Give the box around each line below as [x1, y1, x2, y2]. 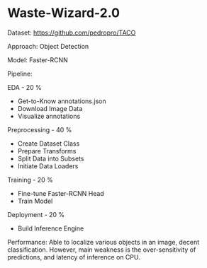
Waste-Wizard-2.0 [7, 5, 121, 21]
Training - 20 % [7, 175, 53, 184]
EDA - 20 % [7, 83, 43, 91]
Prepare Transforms [17, 146, 77, 155]
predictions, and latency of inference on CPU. [7, 252, 140, 261]
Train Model [17, 197, 53, 205]
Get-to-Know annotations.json [17, 97, 106, 105]
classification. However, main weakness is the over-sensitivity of [7, 245, 196, 254]
